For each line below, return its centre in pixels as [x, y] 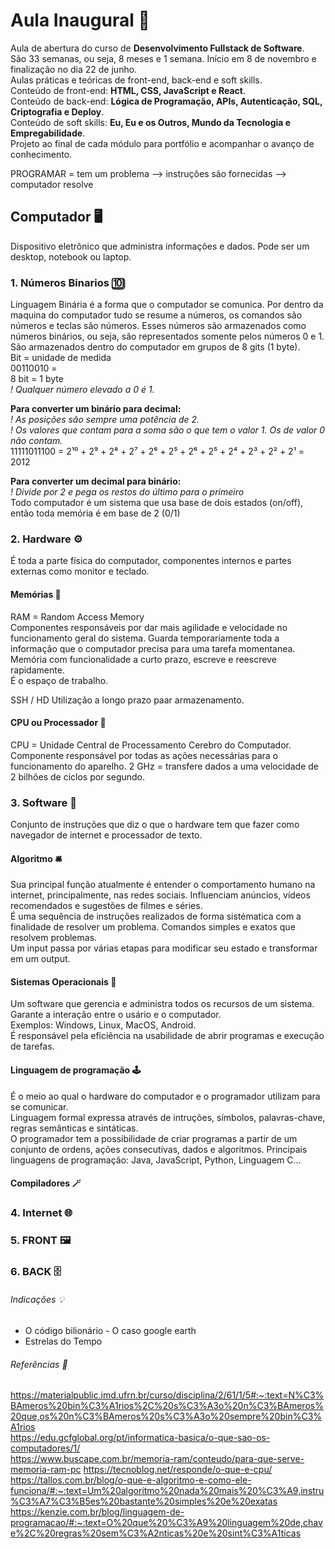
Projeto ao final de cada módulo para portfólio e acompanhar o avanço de [162, 143]
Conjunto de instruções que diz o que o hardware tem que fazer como [155, 825]
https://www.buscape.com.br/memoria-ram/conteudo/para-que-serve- [157, 1459]
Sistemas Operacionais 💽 [63, 981]
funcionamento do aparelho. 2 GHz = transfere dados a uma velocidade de [164, 766]
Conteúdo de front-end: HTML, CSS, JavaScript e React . [128, 90]
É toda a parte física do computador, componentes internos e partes [151, 561]
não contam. [36, 441]
